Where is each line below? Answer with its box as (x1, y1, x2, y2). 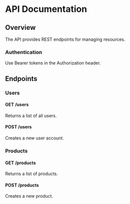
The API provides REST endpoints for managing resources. (5, 36, 126, 42)
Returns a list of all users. (5, 113, 57, 119)
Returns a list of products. (5, 171, 58, 177)
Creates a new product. (5, 193, 54, 199)
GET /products (5, 160, 36, 166)
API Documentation (5, 3, 87, 15)
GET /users (5, 102, 29, 108)
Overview (5, 23, 36, 32)
